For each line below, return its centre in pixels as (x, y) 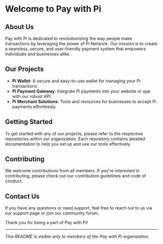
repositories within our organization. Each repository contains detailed (75, 139)
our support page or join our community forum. (52, 213)
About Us (19, 27)
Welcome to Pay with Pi (53, 9)
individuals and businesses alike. (38, 54)
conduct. (14, 181)
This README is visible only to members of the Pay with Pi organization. (77, 237)
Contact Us (22, 196)
